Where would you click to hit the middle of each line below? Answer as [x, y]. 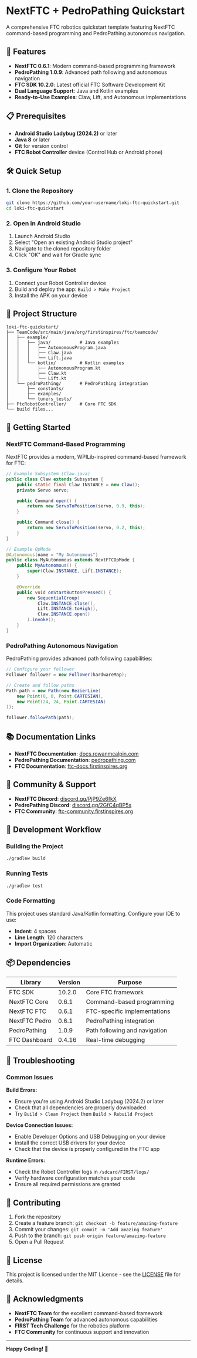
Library [30, 982]
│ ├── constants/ [35, 389]
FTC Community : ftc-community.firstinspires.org [74, 811]
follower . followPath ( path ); [40, 718]
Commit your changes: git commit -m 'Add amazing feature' [89, 1230]
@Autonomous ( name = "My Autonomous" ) [52, 555]
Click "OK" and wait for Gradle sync [58, 255]
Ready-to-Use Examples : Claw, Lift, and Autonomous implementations [100, 97]
